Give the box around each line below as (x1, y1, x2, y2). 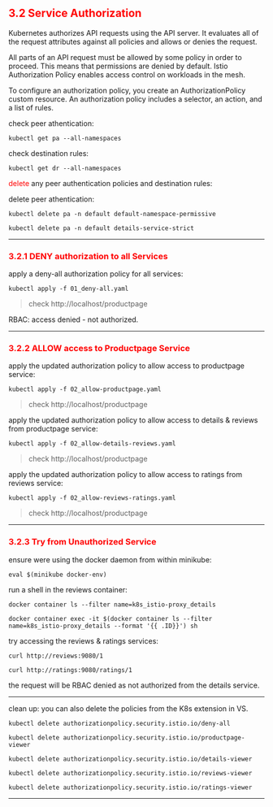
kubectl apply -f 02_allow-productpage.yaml (8, 385, 162, 393)
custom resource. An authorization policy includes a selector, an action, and (8, 93, 262, 104)
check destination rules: (8, 148, 89, 158)
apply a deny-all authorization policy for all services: (8, 269, 184, 279)
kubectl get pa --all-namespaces (8, 134, 122, 142)
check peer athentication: (8, 118, 94, 128)
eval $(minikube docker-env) (8, 571, 107, 579)
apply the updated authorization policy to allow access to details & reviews (8, 415, 258, 425)
